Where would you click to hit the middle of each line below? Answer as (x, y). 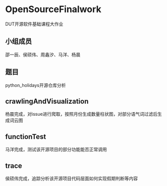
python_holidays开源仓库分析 (36, 85)
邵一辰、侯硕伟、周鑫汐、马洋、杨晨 (43, 55)
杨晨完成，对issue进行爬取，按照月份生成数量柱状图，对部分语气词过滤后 (81, 114)
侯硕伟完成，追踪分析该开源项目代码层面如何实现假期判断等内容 (71, 178)
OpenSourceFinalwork (53, 9)
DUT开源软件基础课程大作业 (34, 24)
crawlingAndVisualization (47, 101)
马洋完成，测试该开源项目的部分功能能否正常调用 (56, 150)
